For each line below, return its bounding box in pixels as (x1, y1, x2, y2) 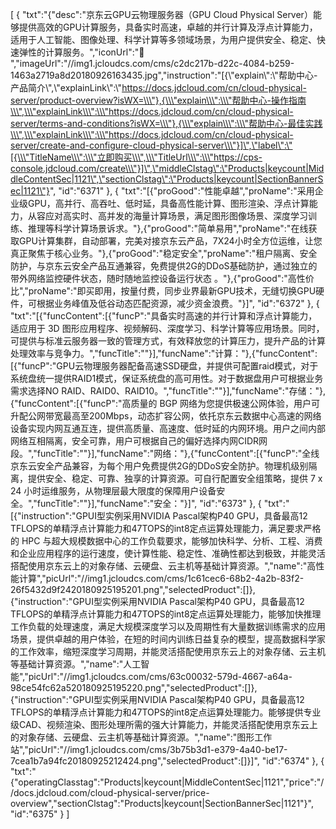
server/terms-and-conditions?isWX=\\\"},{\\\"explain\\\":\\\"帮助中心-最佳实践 (10, 118, 323, 129)
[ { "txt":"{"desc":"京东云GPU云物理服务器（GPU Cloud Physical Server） (10, 9, 313, 20)
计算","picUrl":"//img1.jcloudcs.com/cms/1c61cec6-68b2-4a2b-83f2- (18, 573, 305, 584)
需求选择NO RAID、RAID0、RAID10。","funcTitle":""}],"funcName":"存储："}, (10, 385, 326, 397)
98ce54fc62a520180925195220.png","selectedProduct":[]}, (10, 682, 258, 693)
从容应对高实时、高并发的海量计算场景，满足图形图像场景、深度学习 (27, 210, 308, 222)
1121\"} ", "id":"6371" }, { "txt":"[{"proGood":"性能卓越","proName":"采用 (23, 185, 315, 197)
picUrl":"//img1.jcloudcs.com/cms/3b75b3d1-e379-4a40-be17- (28, 744, 288, 755)
